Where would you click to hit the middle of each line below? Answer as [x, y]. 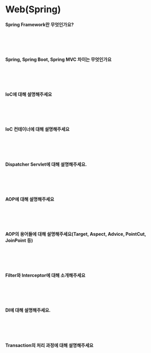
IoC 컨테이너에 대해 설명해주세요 [38, 129]
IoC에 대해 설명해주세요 [29, 94]
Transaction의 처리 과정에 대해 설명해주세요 [49, 345]
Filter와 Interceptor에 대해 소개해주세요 [45, 275]
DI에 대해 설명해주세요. [28, 310]
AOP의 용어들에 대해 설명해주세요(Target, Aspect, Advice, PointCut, [76, 234]
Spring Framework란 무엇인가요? [40, 25]
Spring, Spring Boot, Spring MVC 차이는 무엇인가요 [58, 59]
